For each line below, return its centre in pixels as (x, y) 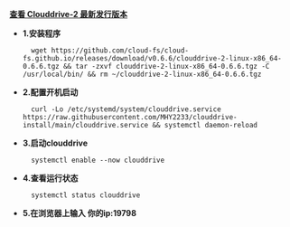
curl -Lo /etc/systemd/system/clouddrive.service (126, 109)
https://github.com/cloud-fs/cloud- (120, 51)
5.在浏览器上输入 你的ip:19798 (80, 213)
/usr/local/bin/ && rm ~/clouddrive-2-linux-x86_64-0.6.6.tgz (142, 74)
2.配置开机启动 (50, 92)
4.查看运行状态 (50, 178)
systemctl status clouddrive (86, 195)
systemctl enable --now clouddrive (98, 160)
